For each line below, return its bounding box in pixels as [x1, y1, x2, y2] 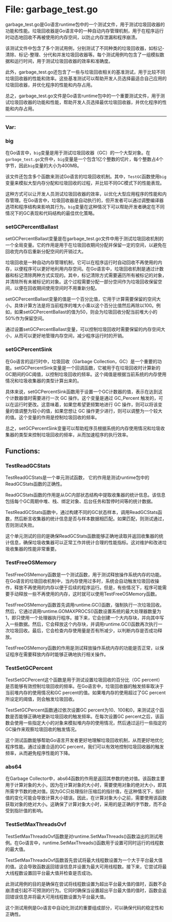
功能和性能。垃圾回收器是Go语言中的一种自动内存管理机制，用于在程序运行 [5, 27, 164, 34]
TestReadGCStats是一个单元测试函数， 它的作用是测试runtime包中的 [5, 474, 149, 481]
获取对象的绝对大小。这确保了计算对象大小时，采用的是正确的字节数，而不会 [5, 801, 167, 807]
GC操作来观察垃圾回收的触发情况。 [5, 726, 79, 733]
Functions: [5, 447, 40, 456]
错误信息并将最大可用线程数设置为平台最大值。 [9, 894, 109, 900]
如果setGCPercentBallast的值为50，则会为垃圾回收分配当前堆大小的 [14, 309, 158, 315]
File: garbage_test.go [5, 4, 98, 15]
